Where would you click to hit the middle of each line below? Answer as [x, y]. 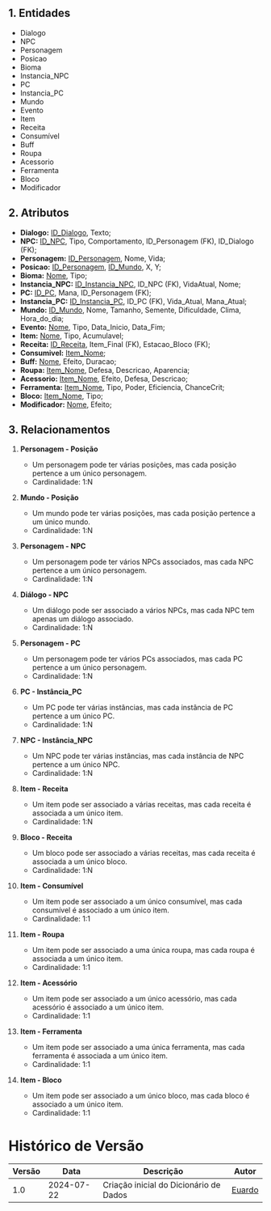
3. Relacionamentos [59, 430]
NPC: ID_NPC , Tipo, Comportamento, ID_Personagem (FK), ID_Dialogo [137, 241]
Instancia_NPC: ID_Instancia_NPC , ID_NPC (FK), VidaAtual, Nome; [130, 284]
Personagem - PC [50, 643]
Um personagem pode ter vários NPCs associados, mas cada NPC [143, 562]
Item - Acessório [49, 983]
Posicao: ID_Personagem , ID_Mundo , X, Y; [90, 267]
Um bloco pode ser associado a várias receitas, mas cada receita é [144, 853]
